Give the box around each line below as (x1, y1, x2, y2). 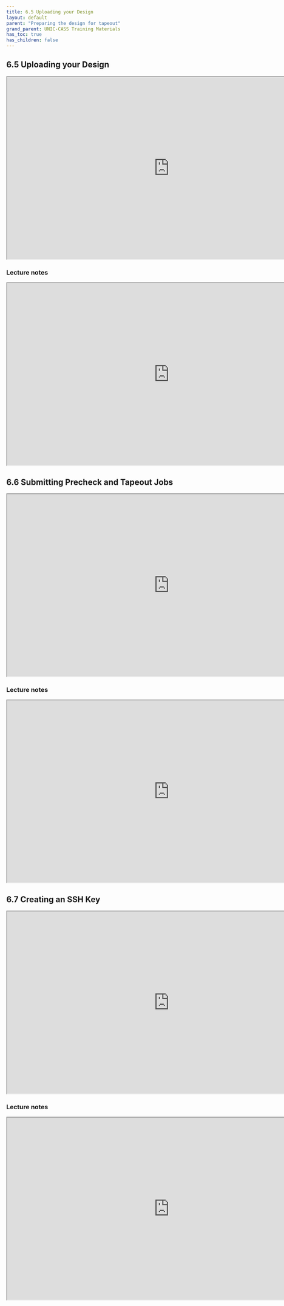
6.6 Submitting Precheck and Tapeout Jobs (6, 477, 174, 487)
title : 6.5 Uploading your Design (6, 9, 94, 15)
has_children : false (6, 37, 59, 43)
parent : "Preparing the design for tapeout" (6, 20, 121, 26)
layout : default (6, 15, 47, 21)
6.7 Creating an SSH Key (6, 894, 101, 904)
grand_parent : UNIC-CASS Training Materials (6, 26, 121, 32)
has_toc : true (6, 32, 42, 38)
